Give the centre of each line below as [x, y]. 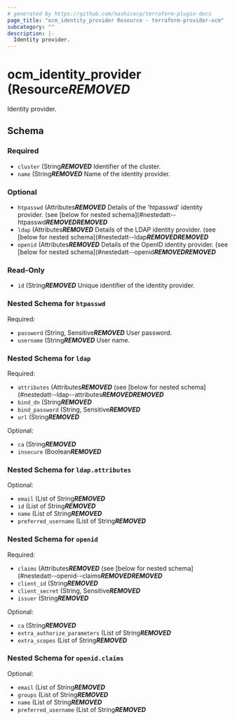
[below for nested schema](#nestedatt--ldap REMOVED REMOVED [113, 237]
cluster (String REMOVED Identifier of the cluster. [89, 166]
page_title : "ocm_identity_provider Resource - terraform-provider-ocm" [116, 20]
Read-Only [26, 270]
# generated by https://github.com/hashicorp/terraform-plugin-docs [109, 14]
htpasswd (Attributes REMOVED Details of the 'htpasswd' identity [110, 207]
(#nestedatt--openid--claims [59, 576]
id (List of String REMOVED [56, 506]
